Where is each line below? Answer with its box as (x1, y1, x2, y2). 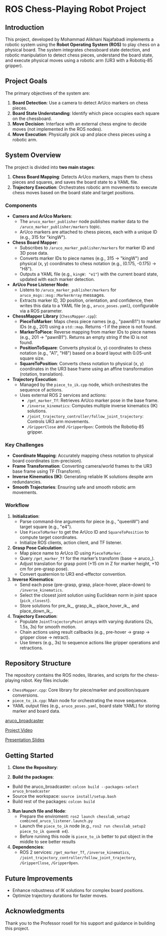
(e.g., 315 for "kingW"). (19, 234, 67, 240)
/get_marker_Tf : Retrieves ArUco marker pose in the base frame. (27, 397, 159, 403)
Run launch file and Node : (12, 808, 67, 814)
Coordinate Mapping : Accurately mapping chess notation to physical (12, 452, 154, 459)
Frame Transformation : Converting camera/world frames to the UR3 (12, 463, 152, 469)
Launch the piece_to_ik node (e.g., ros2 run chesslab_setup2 (19, 823, 146, 829)
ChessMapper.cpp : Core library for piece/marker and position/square (12, 687, 150, 693)
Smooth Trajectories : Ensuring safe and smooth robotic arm (12, 484, 136, 490)
